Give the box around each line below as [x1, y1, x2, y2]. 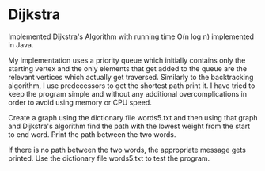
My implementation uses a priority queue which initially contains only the [8, 55, 246, 65]
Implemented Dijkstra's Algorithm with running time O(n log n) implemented [8, 32, 255, 41]
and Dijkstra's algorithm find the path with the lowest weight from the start [8, 121, 251, 131]
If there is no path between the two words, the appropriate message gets [8, 145, 247, 154]
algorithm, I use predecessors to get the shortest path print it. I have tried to [8, 81, 256, 90]
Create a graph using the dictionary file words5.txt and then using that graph [8, 112, 259, 122]
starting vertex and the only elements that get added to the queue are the [8, 63, 248, 73]
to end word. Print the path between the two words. [8, 129, 176, 139]
